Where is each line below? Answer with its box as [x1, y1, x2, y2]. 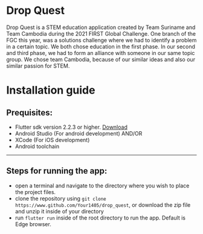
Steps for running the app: [6, 166, 108, 176]
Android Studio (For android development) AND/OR [14, 129, 143, 137]
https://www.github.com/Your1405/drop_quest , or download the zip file [14, 201, 191, 209]
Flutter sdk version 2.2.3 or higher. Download [14, 123, 128, 131]
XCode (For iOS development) [14, 136, 90, 143]
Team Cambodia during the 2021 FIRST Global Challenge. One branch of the [6, 30, 196, 37]
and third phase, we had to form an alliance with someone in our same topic [6, 49, 195, 56]
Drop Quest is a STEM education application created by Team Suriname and [6, 24, 196, 31]
